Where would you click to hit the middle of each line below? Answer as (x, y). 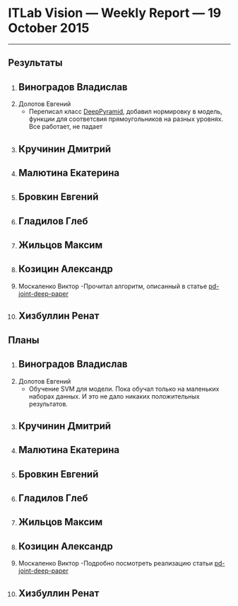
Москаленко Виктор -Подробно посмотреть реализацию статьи (115, 564)
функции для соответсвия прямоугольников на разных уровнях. (126, 119)
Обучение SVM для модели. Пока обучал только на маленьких (124, 389)
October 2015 (49, 28)
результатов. (48, 404)
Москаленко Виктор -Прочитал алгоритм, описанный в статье (113, 286)
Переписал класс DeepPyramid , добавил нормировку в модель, (126, 112)
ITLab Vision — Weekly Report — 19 (115, 13)
